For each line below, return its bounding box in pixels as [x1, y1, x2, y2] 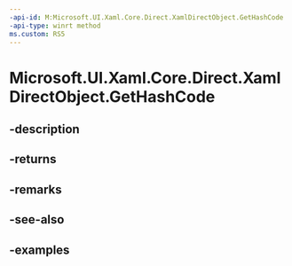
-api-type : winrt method [9, 21, 101, 30]
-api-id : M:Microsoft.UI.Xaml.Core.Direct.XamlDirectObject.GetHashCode [9, 12, 284, 22]
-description [9, 121, 80, 137]
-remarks [9, 182, 62, 197]
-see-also [9, 212, 65, 227]
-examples [9, 242, 70, 257]
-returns [9, 152, 57, 167]
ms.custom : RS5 [9, 29, 66, 38]
